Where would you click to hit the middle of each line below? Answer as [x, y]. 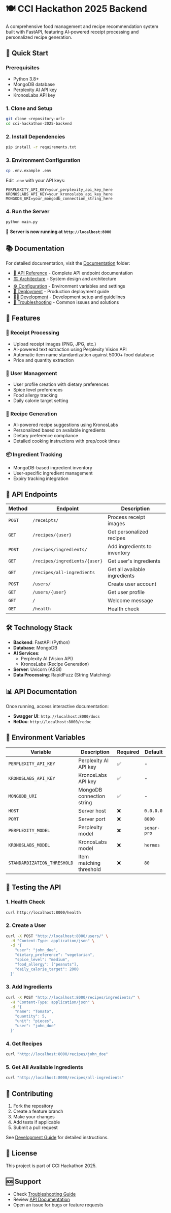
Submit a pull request [35, 1127]
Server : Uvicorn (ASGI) [38, 669]
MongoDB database [34, 84]
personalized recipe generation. [39, 37]
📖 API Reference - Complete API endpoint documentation [73, 273]
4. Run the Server [28, 211]
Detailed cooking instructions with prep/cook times [66, 441]
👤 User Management [31, 373]
